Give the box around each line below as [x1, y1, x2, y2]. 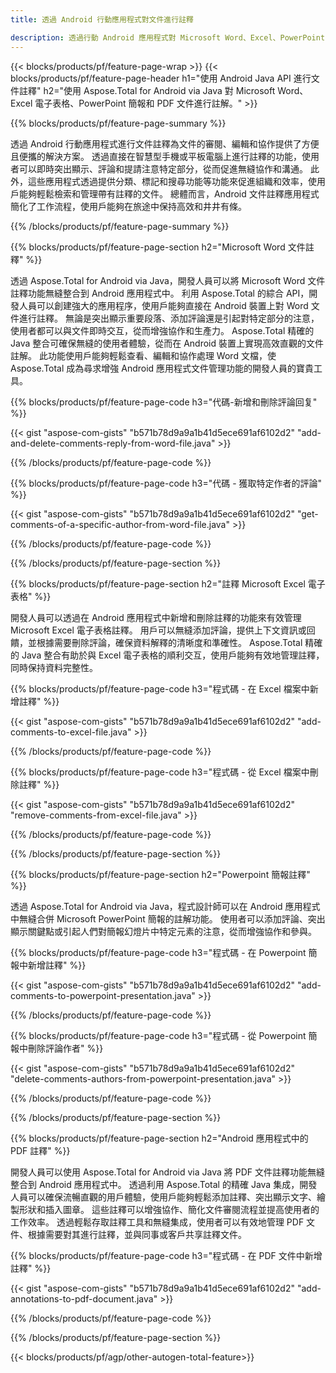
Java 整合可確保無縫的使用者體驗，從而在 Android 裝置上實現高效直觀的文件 [10, 337, 325, 349]
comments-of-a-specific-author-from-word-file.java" [10, 518, 230, 530]
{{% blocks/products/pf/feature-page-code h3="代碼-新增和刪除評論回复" [10, 396, 318, 408]
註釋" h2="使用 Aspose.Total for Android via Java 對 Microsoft [18, 84, 276, 96]
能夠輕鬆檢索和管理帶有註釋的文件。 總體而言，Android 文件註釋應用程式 [18, 187, 320, 200]
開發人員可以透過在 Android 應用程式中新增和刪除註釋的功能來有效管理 [10, 611, 302, 623]
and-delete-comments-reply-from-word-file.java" [10, 437, 216, 449]
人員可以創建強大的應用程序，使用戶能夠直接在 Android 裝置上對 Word [18, 299, 309, 311]
